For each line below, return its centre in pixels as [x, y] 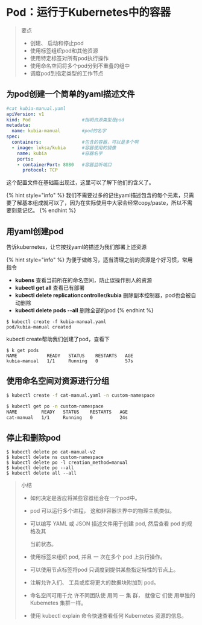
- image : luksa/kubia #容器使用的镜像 [64, 148]
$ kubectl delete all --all [42, 473]
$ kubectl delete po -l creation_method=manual [67, 463]
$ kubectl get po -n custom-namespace [55, 406]
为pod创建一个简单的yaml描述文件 [71, 94]
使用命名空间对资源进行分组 [58, 381]
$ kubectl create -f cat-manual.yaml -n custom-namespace [80, 395]
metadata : [19, 125]
